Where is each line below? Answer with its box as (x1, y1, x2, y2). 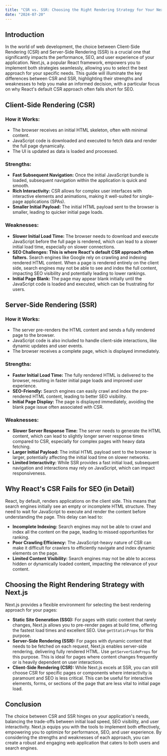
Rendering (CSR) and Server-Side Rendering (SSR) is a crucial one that (5, 49, 151, 55)
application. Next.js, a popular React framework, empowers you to (5, 59, 141, 65)
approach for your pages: (5, 607, 58, 613)
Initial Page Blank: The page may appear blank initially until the (12, 275, 142, 281)
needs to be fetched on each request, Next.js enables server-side (12, 643, 148, 649)
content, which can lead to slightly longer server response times (12, 433, 144, 439)
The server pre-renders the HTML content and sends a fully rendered (12, 327, 155, 333)
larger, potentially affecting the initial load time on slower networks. (12, 454, 150, 460)
